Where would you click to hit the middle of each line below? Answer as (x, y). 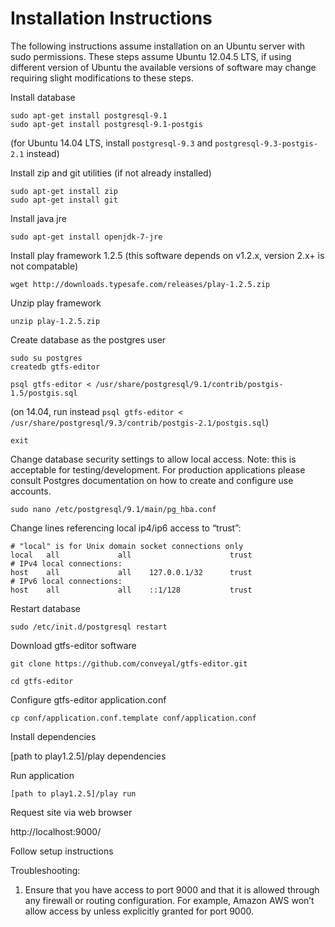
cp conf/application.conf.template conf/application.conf (133, 718)
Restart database (45, 608)
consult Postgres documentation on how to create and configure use (152, 480)
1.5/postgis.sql (44, 393)
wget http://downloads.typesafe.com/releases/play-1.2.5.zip (140, 284)
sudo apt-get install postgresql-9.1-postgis (106, 124)
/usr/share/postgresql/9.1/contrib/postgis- (189, 384)
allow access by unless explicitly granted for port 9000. (139, 911)
